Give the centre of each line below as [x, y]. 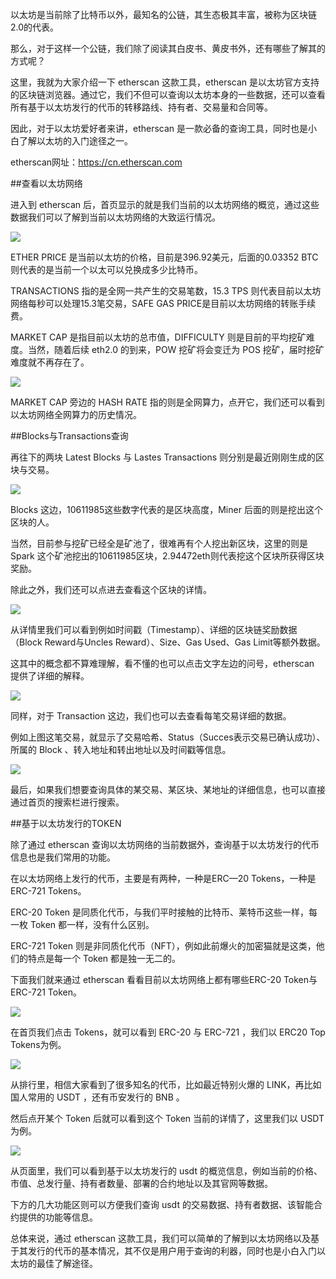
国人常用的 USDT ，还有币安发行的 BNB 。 [97, 1097]
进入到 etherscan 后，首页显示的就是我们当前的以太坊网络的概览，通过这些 [165, 204]
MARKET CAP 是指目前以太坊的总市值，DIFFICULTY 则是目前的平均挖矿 [158, 337]
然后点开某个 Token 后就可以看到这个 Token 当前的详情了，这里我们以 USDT [167, 1118]
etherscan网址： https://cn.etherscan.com [96, 162]
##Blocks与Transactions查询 [69, 436]
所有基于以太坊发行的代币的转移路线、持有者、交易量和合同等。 [141, 107]
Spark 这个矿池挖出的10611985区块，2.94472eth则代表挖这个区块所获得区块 [167, 556]
